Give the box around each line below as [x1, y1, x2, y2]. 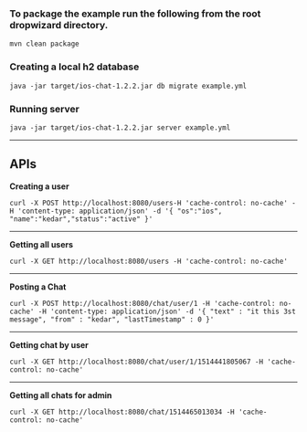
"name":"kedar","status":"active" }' [9, 214, 153, 224]
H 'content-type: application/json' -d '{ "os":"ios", [9, 206, 223, 216]
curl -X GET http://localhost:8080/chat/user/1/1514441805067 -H [9, 357, 263, 366]
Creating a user [9, 181, 70, 192]
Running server [9, 102, 79, 115]
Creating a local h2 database [9, 60, 140, 73]
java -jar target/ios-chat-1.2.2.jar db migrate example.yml [9, 81, 248, 90]
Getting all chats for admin [9, 389, 112, 400]
